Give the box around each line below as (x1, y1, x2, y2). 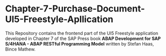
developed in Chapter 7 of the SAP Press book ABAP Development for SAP (5, 35, 161, 41)
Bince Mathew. (5, 46, 36, 52)
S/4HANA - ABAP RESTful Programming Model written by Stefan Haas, (5, 40, 154, 46)
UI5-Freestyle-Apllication (5, 13, 113, 25)
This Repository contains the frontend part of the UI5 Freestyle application (5, 30, 158, 36)
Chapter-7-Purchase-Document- (5, 3, 145, 14)
